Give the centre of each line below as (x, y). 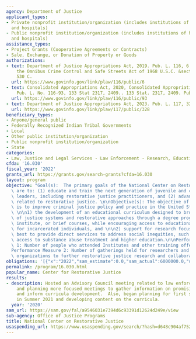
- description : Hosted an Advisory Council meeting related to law (90, 283)
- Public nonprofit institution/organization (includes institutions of (96, 33)
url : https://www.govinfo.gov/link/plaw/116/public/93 (79, 98)
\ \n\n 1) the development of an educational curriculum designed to (96, 213)
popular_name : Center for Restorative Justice (64, 272)
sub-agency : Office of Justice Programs (56, 316)
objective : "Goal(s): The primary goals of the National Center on (91, 185)
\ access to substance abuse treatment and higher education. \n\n (94, 240)
